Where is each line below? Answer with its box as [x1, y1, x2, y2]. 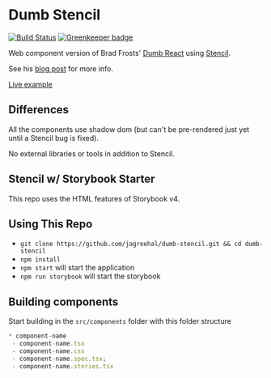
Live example [8, 79, 53, 89]
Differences [8, 103, 70, 117]
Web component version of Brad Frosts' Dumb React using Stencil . [8, 48, 231, 57]
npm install [19, 256, 61, 264]
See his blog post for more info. [8, 63, 114, 74]
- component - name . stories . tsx [11, 362, 114, 370]
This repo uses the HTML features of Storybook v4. [8, 193, 180, 203]
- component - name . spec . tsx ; [11, 355, 107, 363]
